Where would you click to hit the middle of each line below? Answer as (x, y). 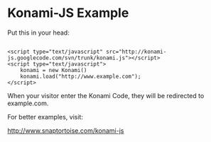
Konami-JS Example (68, 13)
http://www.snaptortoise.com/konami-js (66, 130)
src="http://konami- (136, 52)
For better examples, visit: (45, 117)
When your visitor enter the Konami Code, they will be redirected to (106, 95)
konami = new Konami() (54, 70)
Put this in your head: (38, 32)
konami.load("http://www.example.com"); (81, 76)
